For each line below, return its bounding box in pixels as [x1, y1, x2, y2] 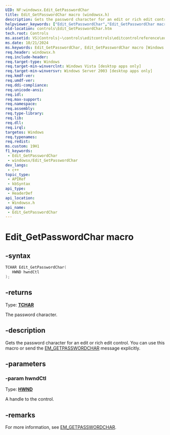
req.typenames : [5, 135, 37, 140]
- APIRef [7, 177, 26, 182]
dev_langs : [5, 162, 28, 167]
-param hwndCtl [5, 375, 47, 382]
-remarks [5, 411, 35, 419]
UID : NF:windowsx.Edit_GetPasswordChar [5, 7, 90, 13]
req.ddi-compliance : [5, 82, 49, 88]
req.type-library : [5, 111, 44, 116]
